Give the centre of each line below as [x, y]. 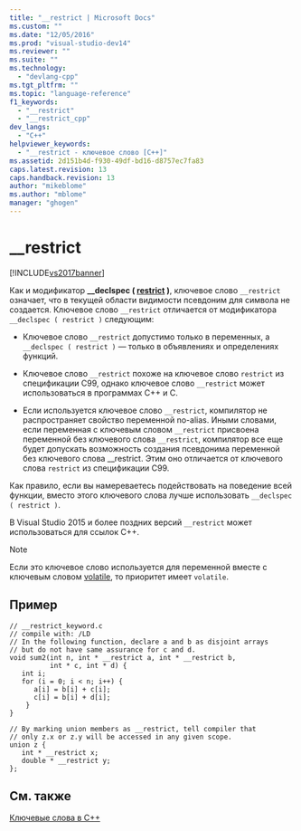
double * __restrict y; [66, 760]
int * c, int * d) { [88, 665]
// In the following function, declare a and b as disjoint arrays [139, 642]
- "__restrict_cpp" [54, 119]
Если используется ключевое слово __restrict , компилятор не [145, 410]
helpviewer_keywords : [50, 144]
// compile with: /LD [50, 634]
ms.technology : [38, 69]
